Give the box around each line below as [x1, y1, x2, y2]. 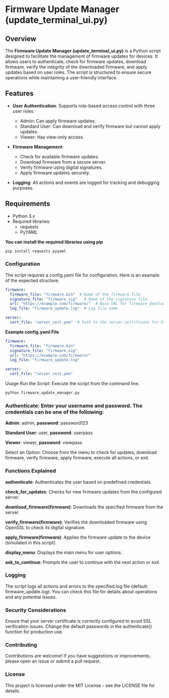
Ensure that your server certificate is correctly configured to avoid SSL [5, 618, 152, 624]
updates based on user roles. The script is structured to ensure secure [5, 69, 152, 75]
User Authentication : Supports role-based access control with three [12, 103, 155, 109]
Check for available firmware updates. [20, 153, 100, 160]
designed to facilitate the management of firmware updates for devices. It [5, 53, 158, 59]
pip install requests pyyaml [5, 249, 66, 254]
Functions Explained [5, 468, 56, 475]
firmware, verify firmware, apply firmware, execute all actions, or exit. [5, 455, 149, 461]
